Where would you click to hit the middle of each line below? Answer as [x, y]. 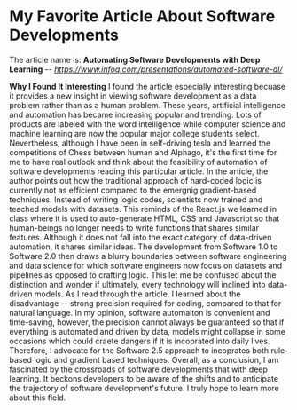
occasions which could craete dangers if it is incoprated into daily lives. [140, 341]
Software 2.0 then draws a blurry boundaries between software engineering [148, 256]
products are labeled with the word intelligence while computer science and [148, 124]
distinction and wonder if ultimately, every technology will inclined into [137, 284]
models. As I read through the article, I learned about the [137, 294]
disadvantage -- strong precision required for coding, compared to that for [145, 303]
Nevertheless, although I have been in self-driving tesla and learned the [140, 143]
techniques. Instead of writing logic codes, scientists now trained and [136, 199]
